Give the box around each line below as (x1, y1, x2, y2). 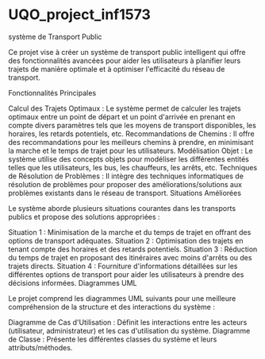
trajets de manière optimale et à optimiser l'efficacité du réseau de (8, 64, 225, 73)
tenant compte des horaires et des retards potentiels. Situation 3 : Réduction (8, 244, 258, 254)
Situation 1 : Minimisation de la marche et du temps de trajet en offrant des (8, 227, 252, 236)
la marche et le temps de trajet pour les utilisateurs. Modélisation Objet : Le (8, 146, 254, 155)
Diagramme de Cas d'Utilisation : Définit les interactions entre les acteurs (8, 317, 248, 327)
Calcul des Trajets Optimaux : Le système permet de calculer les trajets (8, 103, 241, 113)
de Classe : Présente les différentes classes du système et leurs (8, 334, 217, 344)
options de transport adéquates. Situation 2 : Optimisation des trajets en (8, 236, 244, 245)
